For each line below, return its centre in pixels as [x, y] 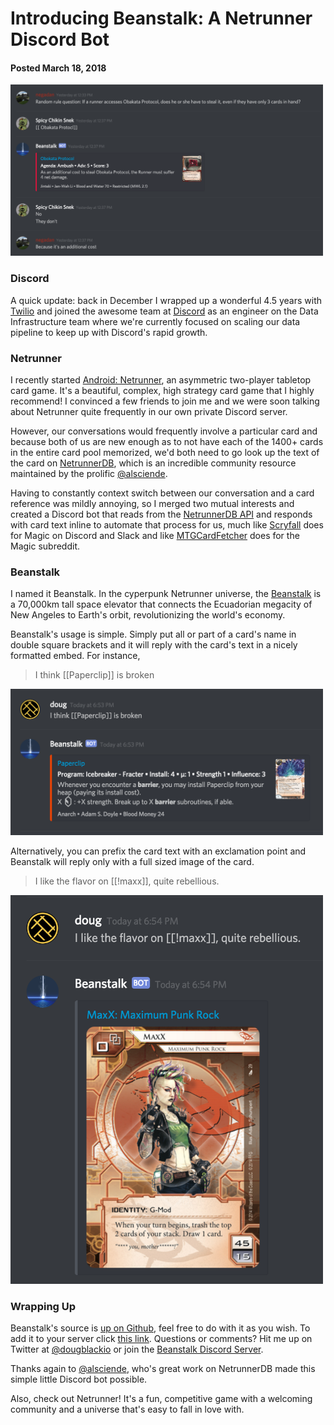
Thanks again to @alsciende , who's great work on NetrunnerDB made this [163, 1369]
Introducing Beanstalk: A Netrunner [161, 18]
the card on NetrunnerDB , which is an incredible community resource [153, 463]
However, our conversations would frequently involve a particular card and [164, 431]
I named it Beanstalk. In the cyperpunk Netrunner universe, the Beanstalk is [166, 594]
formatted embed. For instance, [75, 656]
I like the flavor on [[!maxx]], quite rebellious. [127, 881]
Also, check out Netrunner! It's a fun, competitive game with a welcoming [161, 1399]
